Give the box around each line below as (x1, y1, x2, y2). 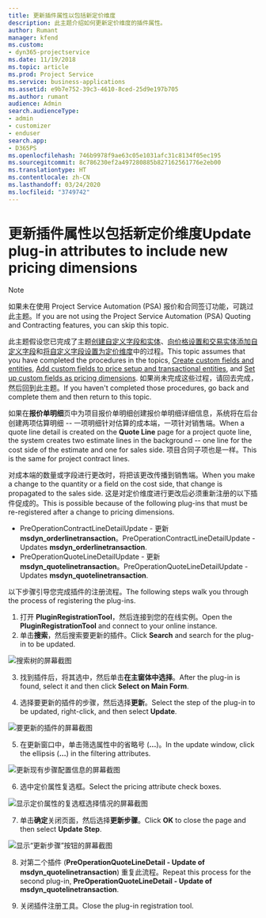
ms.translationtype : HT (8, 166, 87, 174)
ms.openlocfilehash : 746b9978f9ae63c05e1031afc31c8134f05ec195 (8, 151, 222, 159)
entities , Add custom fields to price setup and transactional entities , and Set (8, 363, 256, 373)
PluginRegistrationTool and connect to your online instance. (19, 620, 218, 630)
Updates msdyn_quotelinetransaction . (19, 571, 149, 580)
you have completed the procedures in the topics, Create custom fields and (8, 355, 255, 365)
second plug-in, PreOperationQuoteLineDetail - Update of (19, 876, 212, 886)
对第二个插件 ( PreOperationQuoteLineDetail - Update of (19, 857, 206, 867)
